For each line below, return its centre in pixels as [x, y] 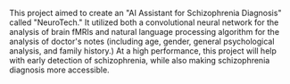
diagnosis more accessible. [59, 70]
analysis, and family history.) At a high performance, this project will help [143, 51]
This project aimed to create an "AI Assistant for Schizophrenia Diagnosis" [145, 13]
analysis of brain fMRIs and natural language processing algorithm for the [144, 32]
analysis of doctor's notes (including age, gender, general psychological [142, 41]
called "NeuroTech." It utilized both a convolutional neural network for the [144, 22]
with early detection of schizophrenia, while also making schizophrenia [140, 60]
